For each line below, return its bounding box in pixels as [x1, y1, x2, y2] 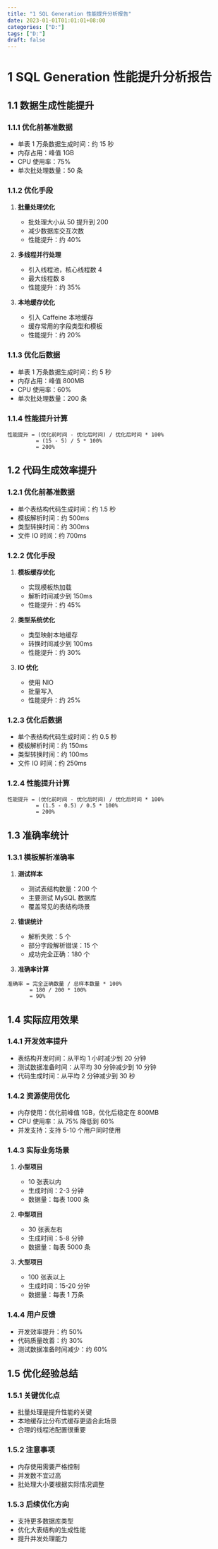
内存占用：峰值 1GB [17, 149, 75, 157]
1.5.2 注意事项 [7, 1445, 55, 1454]
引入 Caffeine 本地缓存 [28, 313, 94, 322]
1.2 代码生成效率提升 [7, 464, 97, 476]
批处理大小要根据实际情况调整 [17, 1480, 104, 1488]
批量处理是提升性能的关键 [17, 1408, 92, 1416]
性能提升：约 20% [28, 331, 81, 339]
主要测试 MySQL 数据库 [28, 893, 97, 902]
